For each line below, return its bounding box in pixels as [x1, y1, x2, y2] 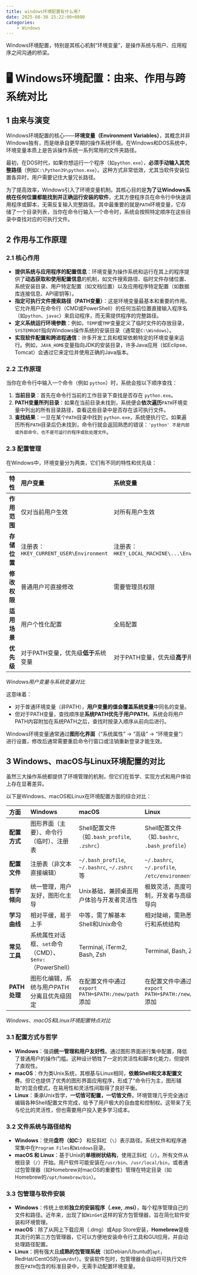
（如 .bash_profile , [79, 833, 132, 841]
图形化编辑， [30, 974, 66, 983]
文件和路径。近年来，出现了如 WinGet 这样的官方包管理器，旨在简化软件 [14, 1212, 185, 1219]
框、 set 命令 [30, 940, 63, 948]
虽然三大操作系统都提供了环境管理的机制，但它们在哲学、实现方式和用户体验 [6, 773, 191, 780]
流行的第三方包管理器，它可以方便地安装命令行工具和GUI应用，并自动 [19, 1233, 189, 1240]
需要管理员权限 [113, 582, 155, 591]
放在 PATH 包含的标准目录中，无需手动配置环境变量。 [14, 1263, 139, 1270]
